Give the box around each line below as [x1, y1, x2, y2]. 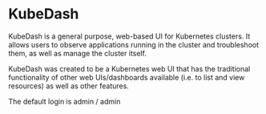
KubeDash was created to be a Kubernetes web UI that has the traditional [8, 63, 251, 73]
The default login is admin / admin [8, 96, 121, 106]
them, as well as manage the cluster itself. [8, 48, 147, 58]
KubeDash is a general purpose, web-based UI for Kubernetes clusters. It [8, 31, 251, 41]
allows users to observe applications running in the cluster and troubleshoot [8, 39, 260, 49]
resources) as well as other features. [8, 81, 130, 91]
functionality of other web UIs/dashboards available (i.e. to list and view [8, 72, 245, 82]
